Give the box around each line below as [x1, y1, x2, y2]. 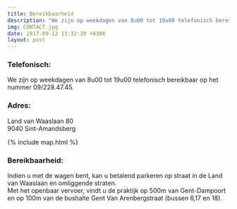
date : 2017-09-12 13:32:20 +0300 [7, 30, 106, 37]
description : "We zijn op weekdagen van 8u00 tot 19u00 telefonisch [7, 17, 213, 24]
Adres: [7, 101, 31, 110]
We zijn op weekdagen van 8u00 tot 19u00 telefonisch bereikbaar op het [7, 75, 219, 84]
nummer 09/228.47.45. [7, 83, 74, 91]
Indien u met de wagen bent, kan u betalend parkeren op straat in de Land [7, 172, 223, 180]
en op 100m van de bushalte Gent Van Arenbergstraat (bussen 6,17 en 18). [7, 194, 222, 203]
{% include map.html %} [7, 138, 79, 146]
